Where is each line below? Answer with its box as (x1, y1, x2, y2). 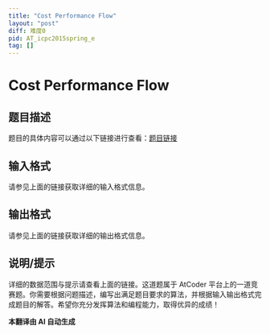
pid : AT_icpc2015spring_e (8, 34, 95, 43)
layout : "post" (8, 19, 59, 27)
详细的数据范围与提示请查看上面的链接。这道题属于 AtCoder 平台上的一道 (8, 279, 252, 289)
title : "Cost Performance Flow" (8, 11, 117, 20)
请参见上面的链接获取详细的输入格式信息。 (8, 182, 149, 192)
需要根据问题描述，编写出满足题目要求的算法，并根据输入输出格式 (35, 289, 255, 299)
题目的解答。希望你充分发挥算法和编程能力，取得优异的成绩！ (14, 299, 219, 309)
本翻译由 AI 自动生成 (8, 316, 76, 326)
